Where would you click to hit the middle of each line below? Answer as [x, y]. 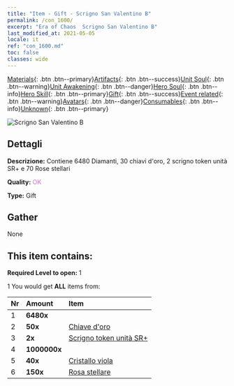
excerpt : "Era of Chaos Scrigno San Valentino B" [82, 27]
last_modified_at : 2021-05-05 [51, 33]
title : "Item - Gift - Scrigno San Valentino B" [79, 14]
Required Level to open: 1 [44, 273]
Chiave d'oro [89, 327]
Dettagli [25, 144]
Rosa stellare [90, 372]
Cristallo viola [91, 361]
